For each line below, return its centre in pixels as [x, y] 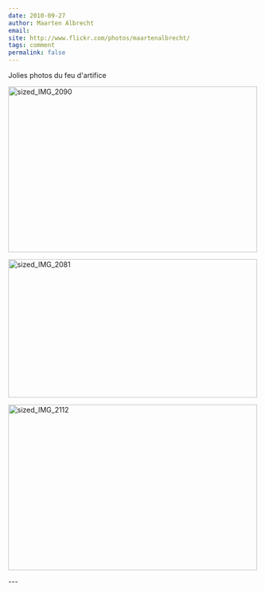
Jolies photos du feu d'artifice [57, 75]
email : [19, 30]
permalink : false [37, 53]
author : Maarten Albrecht [51, 23]
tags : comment [32, 45]
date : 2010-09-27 [37, 16]
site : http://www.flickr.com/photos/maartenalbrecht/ [99, 38]
